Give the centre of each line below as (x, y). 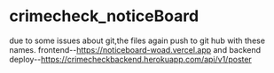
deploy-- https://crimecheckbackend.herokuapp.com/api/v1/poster (131, 59)
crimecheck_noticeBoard (104, 16)
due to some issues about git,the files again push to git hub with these (137, 40)
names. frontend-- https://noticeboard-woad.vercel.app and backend (135, 49)
